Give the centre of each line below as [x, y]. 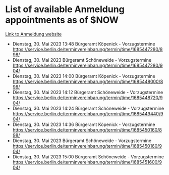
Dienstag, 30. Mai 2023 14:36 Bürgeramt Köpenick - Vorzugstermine [84, 124]
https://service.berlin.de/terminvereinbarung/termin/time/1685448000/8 [88, 81]
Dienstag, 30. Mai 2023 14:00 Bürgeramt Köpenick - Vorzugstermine [84, 76]
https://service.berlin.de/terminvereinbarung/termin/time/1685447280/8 [88, 49]
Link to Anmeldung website [34, 34]
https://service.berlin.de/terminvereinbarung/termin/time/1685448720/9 [88, 98]
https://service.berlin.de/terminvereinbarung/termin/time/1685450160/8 [87, 129]
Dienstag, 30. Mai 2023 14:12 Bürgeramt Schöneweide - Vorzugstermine [88, 92]
